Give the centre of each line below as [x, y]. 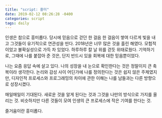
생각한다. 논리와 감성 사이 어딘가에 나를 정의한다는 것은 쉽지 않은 [79, 72]
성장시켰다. [21, 84]
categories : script [25, 18]
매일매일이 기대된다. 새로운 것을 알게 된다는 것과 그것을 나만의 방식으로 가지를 [79, 95]
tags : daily [17, 23]
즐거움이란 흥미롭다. [24, 111]
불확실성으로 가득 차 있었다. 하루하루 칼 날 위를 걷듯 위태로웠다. [78, 50]
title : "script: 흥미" [27, 9]
